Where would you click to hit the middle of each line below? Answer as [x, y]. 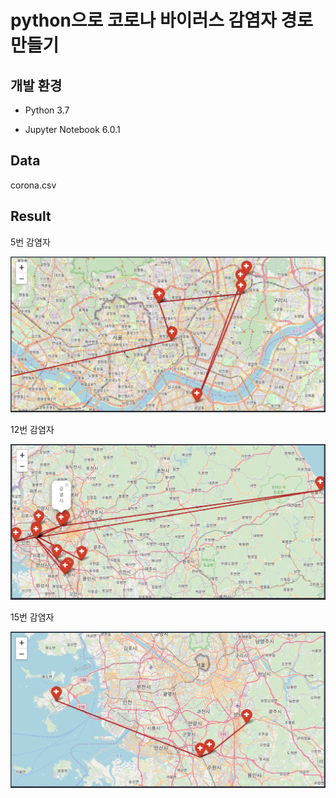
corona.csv [33, 185]
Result [31, 216]
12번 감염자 [32, 429]
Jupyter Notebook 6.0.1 [72, 129]
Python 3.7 [47, 110]
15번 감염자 [32, 617]
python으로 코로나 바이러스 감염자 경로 [162, 20]
